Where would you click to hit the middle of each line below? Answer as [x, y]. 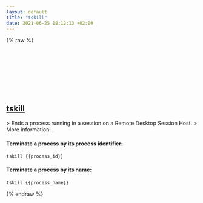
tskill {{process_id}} [35, 156]
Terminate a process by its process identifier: [65, 144]
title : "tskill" [27, 18]
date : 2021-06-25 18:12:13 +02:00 [50, 23]
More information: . [30, 130]
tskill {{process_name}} [38, 182]
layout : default [27, 12]
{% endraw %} [25, 194]
